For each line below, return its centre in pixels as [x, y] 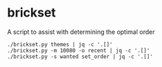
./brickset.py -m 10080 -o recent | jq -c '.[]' [79, 50]
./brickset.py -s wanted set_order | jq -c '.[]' [80, 57]
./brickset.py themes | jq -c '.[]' [60, 44]
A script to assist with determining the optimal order [81, 32]
